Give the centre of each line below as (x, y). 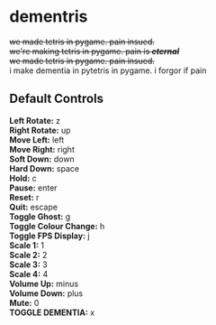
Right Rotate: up (40, 130)
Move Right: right (42, 149)
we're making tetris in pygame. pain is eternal (94, 51)
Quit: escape (34, 207)
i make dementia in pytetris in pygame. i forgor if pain (108, 70)
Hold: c (23, 178)
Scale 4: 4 (29, 274)
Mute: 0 (24, 302)
